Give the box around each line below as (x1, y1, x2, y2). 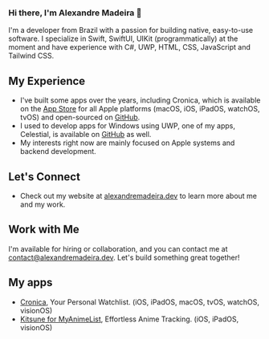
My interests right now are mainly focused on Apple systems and (19, 138, 235, 147)
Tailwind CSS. (8, 51, 55, 61)
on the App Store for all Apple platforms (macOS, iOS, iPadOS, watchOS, (19, 104, 260, 114)
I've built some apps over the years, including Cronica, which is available (19, 95, 261, 105)
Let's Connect (8, 170, 80, 184)
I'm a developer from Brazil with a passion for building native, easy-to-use (8, 26, 254, 35)
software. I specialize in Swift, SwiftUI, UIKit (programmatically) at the (8, 34, 238, 43)
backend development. (19, 147, 96, 156)
